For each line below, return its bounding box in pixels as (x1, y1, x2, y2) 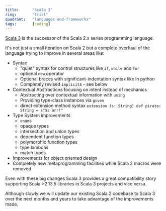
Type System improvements (12, 113, 71, 119)
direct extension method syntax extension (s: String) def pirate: (20, 102, 161, 109)
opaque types (20, 123, 49, 129)
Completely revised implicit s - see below (20, 81, 108, 87)
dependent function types (20, 134, 74, 140)
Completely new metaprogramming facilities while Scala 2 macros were (12, 160, 161, 166)
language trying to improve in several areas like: (5, 50, 105, 56)
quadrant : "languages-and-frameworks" (5, 17, 92, 22)
